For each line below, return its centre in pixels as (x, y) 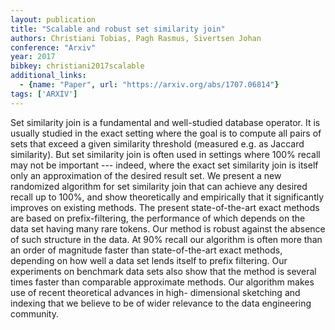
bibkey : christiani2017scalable (77, 66)
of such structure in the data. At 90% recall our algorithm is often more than (166, 239)
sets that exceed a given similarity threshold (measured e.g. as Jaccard (157, 143)
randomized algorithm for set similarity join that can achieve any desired (159, 186)
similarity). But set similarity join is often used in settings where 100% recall (165, 154)
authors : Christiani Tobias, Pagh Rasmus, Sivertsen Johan (136, 38)
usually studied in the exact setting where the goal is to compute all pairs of (166, 133)
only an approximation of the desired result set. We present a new (146, 175)
